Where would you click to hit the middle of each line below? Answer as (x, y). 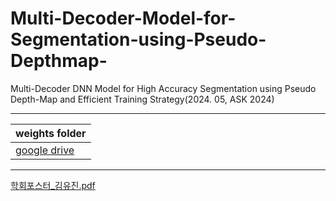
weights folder (51, 133)
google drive (45, 150)
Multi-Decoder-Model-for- (123, 18)
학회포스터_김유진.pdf (53, 185)
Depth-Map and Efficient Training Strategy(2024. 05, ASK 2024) (142, 99)
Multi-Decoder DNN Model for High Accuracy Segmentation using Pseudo (163, 88)
